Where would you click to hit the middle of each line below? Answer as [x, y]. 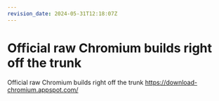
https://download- [171, 82]
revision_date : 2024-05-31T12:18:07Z [62, 14]
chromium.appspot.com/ [43, 90]
